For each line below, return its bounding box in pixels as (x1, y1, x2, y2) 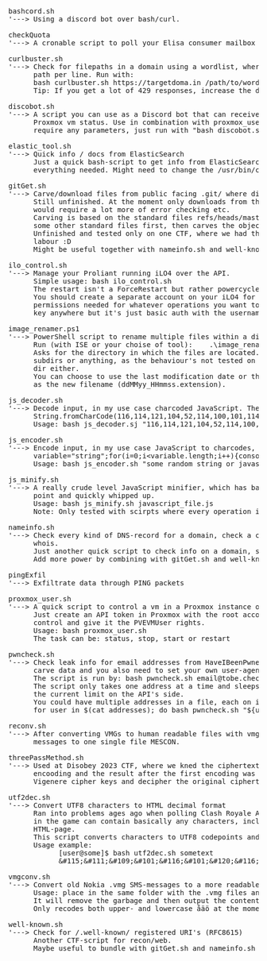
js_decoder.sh (8, 396, 64, 404)
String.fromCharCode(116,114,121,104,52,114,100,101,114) (33, 412, 265, 420)
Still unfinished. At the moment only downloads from (33, 198, 248, 206)
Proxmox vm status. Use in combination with (33, 118, 210, 126)
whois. (33, 539, 60, 547)
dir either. (33, 365, 80, 372)
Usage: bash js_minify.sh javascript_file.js (33, 500, 215, 508)
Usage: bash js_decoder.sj (33, 420, 139, 428)
